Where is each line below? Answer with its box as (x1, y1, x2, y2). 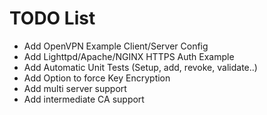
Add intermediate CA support (23, 93, 145, 105)
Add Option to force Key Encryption (23, 72, 171, 84)
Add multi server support (23, 82, 127, 94)
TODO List (9, 7, 96, 30)
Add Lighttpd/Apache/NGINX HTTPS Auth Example (23, 50, 235, 62)
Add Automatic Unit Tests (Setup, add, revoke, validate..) (23, 61, 258, 73)
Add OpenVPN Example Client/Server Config (23, 40, 209, 52)
